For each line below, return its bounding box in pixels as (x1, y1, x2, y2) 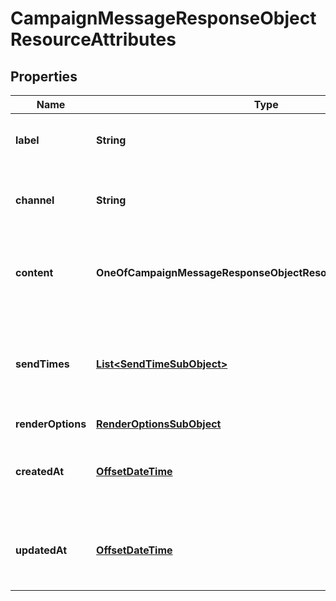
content (15, 266, 54, 279)
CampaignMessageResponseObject (10, 7, 317, 30)
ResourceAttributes (10, 28, 177, 51)
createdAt (15, 465, 65, 478)
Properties (10, 68, 78, 85)
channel (15, 193, 55, 207)
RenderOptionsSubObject (96, 417, 222, 431)
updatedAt (15, 543, 68, 557)
